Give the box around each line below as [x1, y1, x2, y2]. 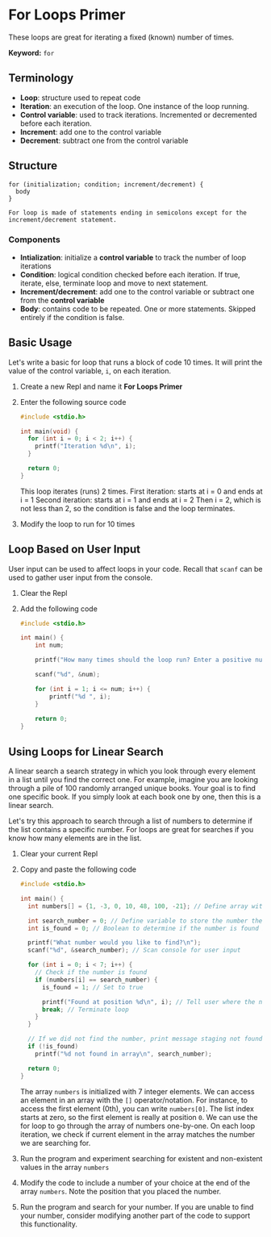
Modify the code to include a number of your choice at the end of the [19, 1177, 251, 1187]
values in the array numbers [19, 1162, 110, 1172]
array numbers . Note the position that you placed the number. [19, 1186, 222, 1196]
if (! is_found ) [27, 1043, 79, 1051]
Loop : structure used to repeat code [19, 93, 141, 102]
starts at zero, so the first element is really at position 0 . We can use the [19, 1112, 258, 1122]
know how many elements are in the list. [8, 833, 142, 843]
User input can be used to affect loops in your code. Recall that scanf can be [8, 564, 264, 573]
